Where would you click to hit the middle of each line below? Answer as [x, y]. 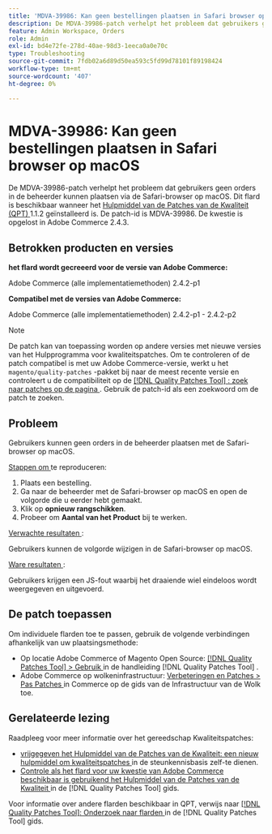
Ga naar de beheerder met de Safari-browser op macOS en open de [134, 492]
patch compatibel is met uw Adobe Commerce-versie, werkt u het [119, 363]
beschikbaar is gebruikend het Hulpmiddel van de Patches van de [130, 779]
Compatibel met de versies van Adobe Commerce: [95, 299]
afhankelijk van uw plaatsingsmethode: [73, 643]
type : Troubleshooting [47, 54]
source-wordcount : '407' [50, 76]
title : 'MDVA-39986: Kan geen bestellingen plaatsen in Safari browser [132, 16]
